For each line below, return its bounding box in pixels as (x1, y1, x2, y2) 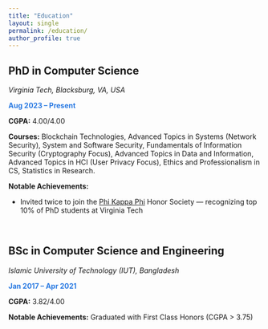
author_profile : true (8, 34, 81, 43)
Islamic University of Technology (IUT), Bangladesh (8, 266, 180, 275)
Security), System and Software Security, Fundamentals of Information (8, 140, 242, 150)
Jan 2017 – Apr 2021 (8, 281, 77, 290)
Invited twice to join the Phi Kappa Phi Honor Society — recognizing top (19, 197, 258, 207)
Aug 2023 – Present (8, 101, 76, 111)
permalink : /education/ (8, 26, 88, 35)
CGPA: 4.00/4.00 (8, 116, 66, 126)
